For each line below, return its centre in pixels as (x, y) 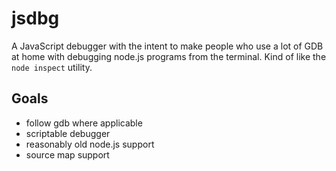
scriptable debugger (68, 133)
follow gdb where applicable (84, 123)
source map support (67, 154)
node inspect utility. (52, 67)
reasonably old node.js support (90, 144)
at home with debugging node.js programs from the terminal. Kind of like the (169, 56)
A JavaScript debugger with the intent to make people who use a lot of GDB (167, 46)
